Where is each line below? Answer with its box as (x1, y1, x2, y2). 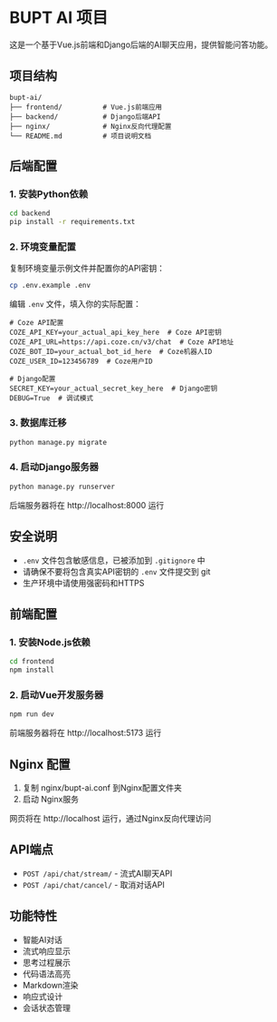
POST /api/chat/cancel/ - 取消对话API (22, 879, 165, 889)
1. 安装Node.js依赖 (9, 635, 91, 648)
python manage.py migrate (9, 437, 107, 447)
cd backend (9, 209, 51, 218)
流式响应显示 (22, 945, 71, 957)
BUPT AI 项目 (9, 7, 109, 28)
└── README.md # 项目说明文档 (9, 132, 152, 141)
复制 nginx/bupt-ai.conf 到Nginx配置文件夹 (22, 781, 183, 793)
